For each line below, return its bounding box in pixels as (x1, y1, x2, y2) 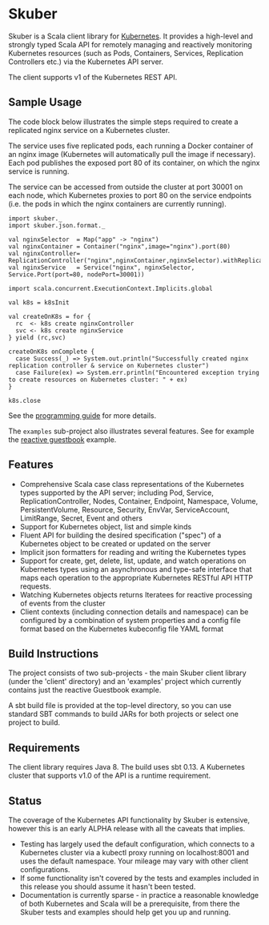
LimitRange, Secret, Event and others (19, 513, 143, 523)
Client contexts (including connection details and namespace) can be (19, 606, 249, 617)
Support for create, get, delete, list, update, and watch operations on (19, 556, 247, 565)
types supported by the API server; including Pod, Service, (19, 488, 214, 497)
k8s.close (8, 396, 42, 404)
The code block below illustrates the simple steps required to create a (8, 117, 239, 127)
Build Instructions (8, 646, 99, 661)
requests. (19, 581, 52, 591)
